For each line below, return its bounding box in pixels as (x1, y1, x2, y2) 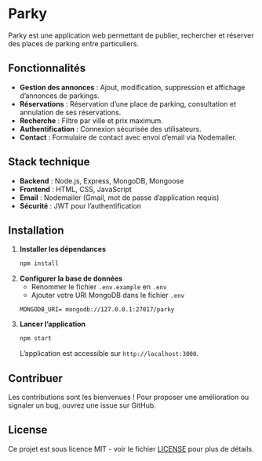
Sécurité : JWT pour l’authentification (19, 201, 142, 210)
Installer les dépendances (19, 245, 106, 254)
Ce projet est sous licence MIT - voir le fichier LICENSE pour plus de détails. (8, 444, 254, 453)
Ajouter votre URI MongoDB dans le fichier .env (31, 291, 185, 300)
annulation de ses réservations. (19, 107, 122, 117)
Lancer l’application (19, 319, 86, 329)
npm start (19, 335, 53, 343)
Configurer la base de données (19, 274, 123, 283)
